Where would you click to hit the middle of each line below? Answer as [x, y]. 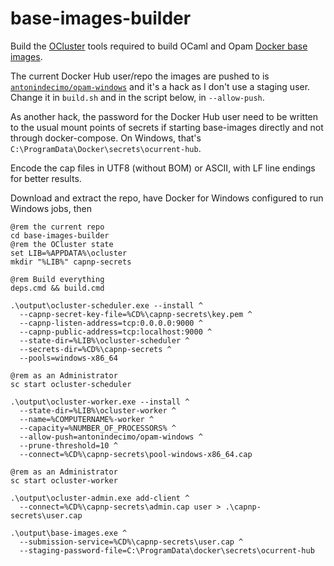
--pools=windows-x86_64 [68, 358]
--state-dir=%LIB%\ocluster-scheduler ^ [104, 340]
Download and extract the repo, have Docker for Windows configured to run [167, 198]
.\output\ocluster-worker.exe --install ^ [100, 402]
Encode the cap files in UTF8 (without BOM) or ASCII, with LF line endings [163, 168]
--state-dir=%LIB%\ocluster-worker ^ [98, 410]
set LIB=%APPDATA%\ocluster [69, 253]
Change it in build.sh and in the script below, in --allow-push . [137, 97]
